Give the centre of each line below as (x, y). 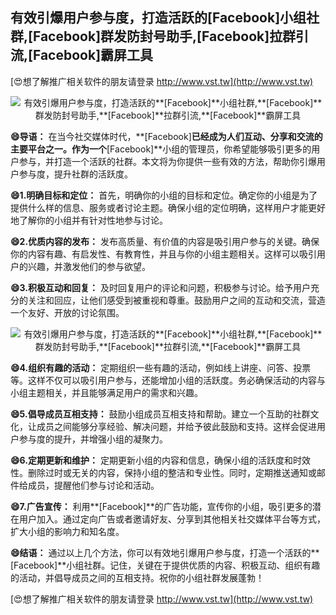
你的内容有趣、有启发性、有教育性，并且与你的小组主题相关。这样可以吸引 (163, 254)
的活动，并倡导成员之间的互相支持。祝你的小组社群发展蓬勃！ (137, 577)
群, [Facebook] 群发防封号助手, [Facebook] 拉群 (153, 36)
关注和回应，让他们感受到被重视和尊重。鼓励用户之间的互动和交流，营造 (176, 300)
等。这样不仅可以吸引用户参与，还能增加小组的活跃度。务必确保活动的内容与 (168, 380)
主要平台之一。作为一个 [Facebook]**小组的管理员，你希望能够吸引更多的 (161, 149)
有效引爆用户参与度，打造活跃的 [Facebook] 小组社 (165, 18)
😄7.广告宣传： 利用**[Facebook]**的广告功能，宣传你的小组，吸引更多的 (161, 506)
